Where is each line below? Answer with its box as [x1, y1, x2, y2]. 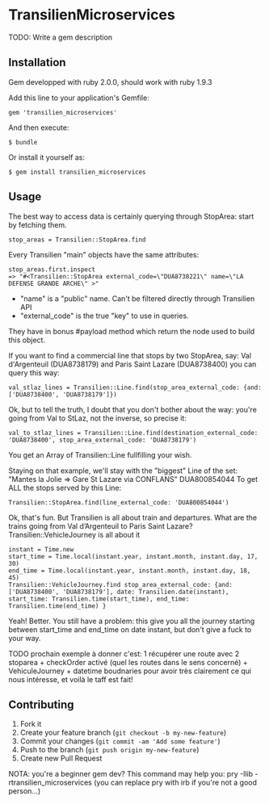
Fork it [19, 719, 42, 729]
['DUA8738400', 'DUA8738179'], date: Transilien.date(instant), [8, 588, 229, 596]
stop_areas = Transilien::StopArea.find [8, 236, 147, 244]
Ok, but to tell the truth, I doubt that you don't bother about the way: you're [8, 404, 257, 414]
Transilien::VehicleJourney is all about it [8, 530, 141, 539]
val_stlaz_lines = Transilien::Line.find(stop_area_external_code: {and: [8, 383, 263, 392]
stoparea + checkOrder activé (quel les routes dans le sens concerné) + [8, 657, 248, 667]
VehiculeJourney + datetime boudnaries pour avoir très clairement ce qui [8, 666, 252, 676]
